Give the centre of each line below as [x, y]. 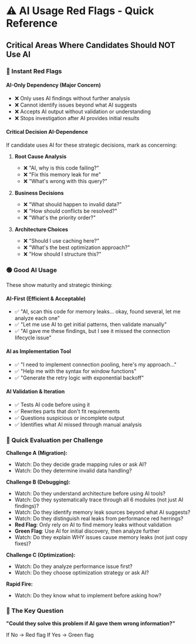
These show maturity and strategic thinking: [59, 285]
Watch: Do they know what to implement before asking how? [88, 596]
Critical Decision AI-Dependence [47, 132]
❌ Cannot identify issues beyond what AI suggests [76, 105]
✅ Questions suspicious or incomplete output [69, 418]
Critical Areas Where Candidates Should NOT [91, 45]
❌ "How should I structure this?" [62, 254]
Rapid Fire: [20, 584]
